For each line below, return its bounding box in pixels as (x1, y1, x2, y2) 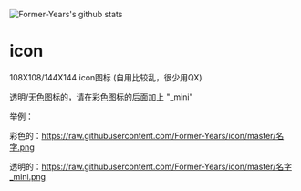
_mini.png (9, 171, 47, 182)
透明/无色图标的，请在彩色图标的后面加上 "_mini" (9, 91, 193, 102)
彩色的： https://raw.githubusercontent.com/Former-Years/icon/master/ (9, 130, 276, 141)
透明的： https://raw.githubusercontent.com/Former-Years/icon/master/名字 (9, 161, 292, 172)
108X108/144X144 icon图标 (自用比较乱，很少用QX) (9, 71, 202, 82)
